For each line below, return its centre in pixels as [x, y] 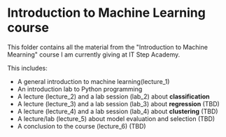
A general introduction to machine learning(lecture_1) [93, 81]
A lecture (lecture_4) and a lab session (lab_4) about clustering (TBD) [118, 111]
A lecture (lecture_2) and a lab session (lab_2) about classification [113, 96]
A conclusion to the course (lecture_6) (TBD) [82, 126]
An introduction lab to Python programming [80, 89]
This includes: [27, 68]
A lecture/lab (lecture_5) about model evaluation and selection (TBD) [116, 118]
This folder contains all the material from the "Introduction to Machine [108, 47]
